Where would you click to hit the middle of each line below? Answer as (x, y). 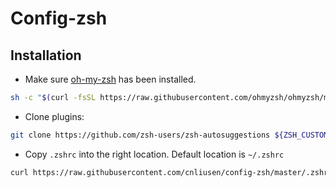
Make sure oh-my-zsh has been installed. (110, 79)
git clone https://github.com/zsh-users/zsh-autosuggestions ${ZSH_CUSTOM (169, 135)
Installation (46, 55)
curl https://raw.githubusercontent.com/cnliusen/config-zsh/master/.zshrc (171, 172)
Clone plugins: (54, 116)
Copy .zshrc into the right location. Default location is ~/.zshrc (154, 154)
